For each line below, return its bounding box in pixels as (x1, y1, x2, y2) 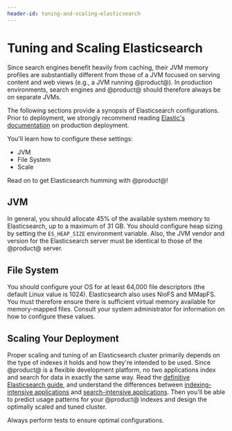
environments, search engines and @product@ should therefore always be (7, 85, 221, 94)
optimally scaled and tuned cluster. (7, 402, 107, 411)
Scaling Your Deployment (7, 332, 119, 344)
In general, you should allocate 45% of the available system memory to (7, 215, 210, 223)
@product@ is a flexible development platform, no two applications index (7, 366, 216, 374)
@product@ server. (7, 244, 63, 252)
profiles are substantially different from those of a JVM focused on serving (7, 70, 220, 79)
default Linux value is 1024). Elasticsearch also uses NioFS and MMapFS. (7, 290, 216, 299)
